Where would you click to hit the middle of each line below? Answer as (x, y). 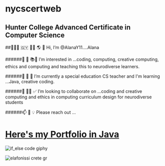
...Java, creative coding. (30, 81)
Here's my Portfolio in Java (62, 135)
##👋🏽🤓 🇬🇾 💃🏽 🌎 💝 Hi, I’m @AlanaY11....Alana (52, 47)
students (14, 102)
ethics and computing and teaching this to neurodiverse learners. (72, 66)
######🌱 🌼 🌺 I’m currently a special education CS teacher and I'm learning (82, 76)
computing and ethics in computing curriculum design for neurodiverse (78, 97)
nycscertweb (33, 9)
